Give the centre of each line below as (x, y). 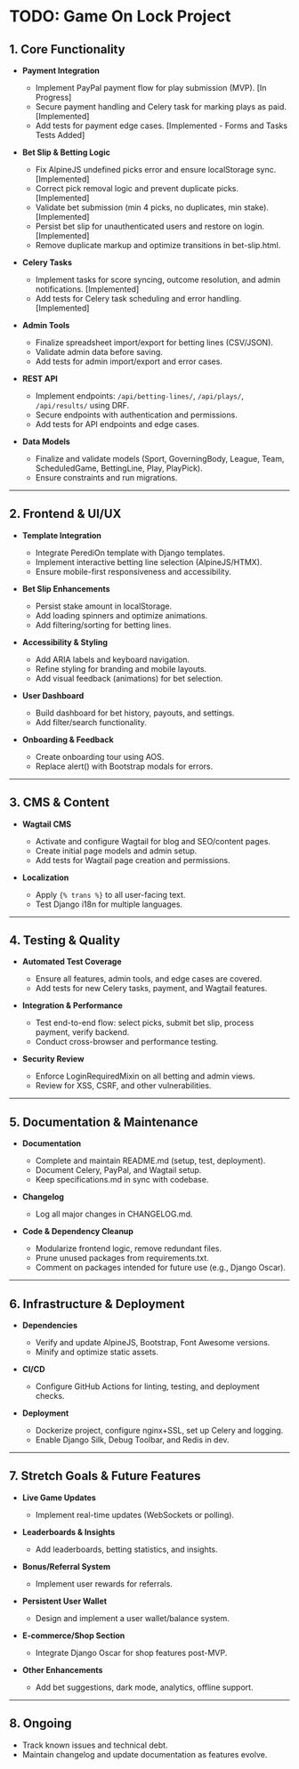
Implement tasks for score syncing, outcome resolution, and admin (158, 279)
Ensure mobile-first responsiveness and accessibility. (133, 571)
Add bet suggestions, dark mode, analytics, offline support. (144, 1687)
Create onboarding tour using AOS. (100, 756)
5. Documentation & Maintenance (104, 1122)
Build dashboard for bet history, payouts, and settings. (135, 713)
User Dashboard (53, 695)
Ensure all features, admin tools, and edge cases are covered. (149, 979)
